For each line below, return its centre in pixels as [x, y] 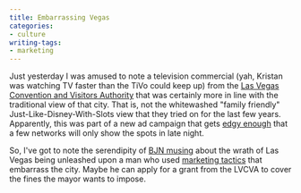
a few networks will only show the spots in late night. [107, 133]
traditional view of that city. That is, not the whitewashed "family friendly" [145, 105]
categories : [31, 26]
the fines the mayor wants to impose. [77, 179]
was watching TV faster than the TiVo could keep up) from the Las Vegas [144, 86]
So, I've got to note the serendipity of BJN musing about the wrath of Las [144, 151]
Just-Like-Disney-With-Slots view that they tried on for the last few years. [145, 114]
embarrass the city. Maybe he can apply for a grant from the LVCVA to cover [150, 170]
